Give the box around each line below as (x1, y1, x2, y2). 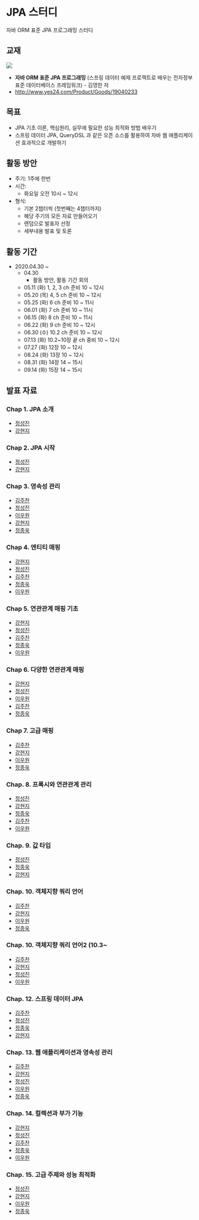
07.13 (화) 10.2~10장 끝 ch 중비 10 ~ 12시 (23, 336, 120, 344)
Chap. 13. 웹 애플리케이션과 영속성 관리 (6, 1048, 113, 1057)
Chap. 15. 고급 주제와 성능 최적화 (6, 1170, 96, 1179)
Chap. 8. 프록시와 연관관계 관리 (6, 780, 92, 788)
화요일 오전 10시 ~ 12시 (23, 190, 78, 198)
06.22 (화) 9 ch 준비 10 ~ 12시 (23, 321, 96, 329)
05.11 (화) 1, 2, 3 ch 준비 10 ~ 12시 (23, 284, 104, 291)
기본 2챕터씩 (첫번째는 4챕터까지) (23, 205, 102, 213)
